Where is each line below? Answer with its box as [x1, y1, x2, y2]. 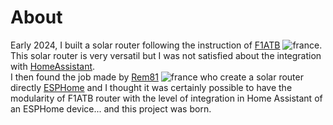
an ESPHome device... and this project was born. [10, 102, 212, 115]
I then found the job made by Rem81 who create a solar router [10, 71, 304, 83]
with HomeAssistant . [10, 60, 96, 72]
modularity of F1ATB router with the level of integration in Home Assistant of [10, 92, 323, 104]
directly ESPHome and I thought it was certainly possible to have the [10, 81, 293, 93]
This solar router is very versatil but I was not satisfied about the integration [10, 49, 322, 61]
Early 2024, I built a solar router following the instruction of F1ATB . [10, 39, 323, 51]
